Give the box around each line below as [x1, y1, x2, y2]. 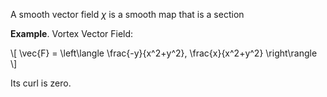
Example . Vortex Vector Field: [10, 28, 134, 39]
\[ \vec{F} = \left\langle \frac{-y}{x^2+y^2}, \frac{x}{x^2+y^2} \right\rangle [10, 47, 318, 59]
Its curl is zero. [10, 77, 72, 89]
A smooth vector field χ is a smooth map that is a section [10, 9, 245, 20]
